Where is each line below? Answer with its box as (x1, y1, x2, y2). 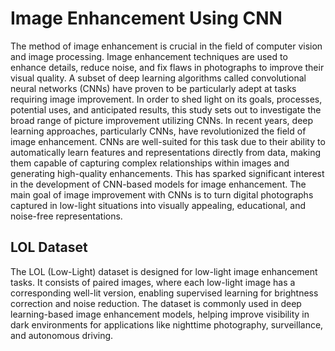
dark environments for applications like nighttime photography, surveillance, (10, 318, 324, 331)
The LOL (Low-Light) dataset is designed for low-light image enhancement (10, 265, 318, 277)
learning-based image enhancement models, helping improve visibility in (10, 308, 310, 320)
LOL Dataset (10, 239, 88, 256)
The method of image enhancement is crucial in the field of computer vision (10, 40, 323, 52)
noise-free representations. (10, 210, 123, 222)
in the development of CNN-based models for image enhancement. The (10, 178, 307, 190)
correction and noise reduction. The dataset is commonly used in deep (10, 297, 302, 309)
